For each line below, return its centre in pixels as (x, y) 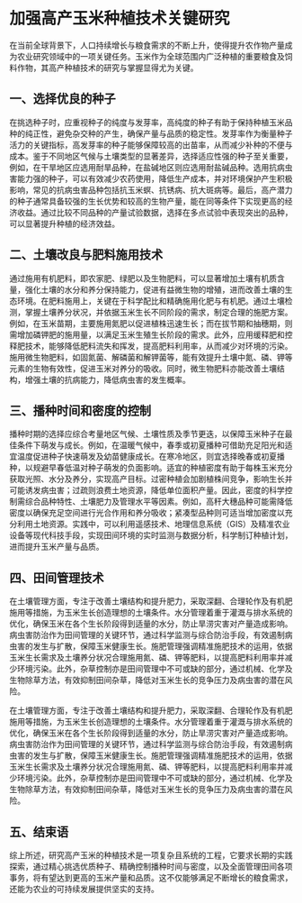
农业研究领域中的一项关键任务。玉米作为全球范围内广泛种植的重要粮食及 (151, 56)
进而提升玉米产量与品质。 (57, 547)
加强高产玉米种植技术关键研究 (120, 18)
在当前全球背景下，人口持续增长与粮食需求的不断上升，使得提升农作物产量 (147, 45)
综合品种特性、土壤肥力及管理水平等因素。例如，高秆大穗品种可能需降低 (159, 502)
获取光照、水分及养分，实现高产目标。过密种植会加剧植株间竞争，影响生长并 (151, 479)
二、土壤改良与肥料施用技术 (86, 255)
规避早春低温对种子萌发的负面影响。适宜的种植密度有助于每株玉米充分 (163, 468)
